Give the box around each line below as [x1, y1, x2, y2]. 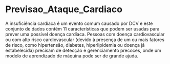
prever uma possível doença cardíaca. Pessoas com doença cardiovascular [5, 31, 165, 37]
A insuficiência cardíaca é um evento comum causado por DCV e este [5, 20, 153, 26]
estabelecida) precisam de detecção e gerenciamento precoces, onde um [5, 47, 161, 53]
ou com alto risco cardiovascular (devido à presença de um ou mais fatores [5, 37, 165, 43]
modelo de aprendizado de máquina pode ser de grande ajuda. [5, 52, 138, 59]
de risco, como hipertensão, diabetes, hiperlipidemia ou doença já [5, 42, 145, 48]
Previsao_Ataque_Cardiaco [5, 4, 123, 15]
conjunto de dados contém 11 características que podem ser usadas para [5, 25, 160, 31]
